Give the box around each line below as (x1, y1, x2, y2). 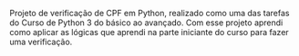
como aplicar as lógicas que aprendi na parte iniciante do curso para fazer (9, 27, 289, 37)
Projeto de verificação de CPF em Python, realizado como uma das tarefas (9, 8, 290, 18)
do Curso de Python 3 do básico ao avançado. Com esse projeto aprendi (9, 17, 284, 28)
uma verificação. (9, 36, 73, 47)
